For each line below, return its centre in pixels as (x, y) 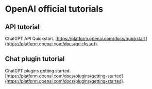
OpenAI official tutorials (54, 9)
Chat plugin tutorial (35, 59)
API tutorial (22, 27)
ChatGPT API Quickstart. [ (31, 38)
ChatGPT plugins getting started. (38, 71)
